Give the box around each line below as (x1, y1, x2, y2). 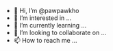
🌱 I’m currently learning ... (13, 21, 87, 29)
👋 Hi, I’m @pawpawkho (13, 7, 79, 14)
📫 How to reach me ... (13, 37, 77, 44)
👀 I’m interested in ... (13, 14, 72, 22)
